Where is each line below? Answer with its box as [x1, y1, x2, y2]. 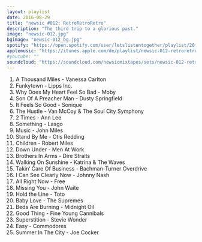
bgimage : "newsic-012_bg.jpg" [7, 37, 83, 43]
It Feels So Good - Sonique [15, 101, 83, 108]
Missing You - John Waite [15, 184, 80, 191]
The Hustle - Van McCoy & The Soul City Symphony [15, 107, 144, 115]
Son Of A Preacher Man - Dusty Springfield [15, 94, 123, 102]
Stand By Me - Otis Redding [15, 133, 85, 140]
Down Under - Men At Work [15, 145, 85, 153]
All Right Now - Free [15, 178, 65, 185]
